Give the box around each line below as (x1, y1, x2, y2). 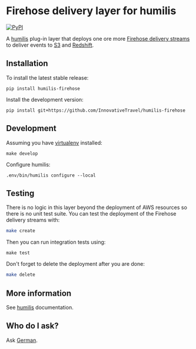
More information (6, 288, 72, 298)
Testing (6, 188, 35, 198)
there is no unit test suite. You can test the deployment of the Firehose (6, 210, 177, 217)
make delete (6, 272, 35, 278)
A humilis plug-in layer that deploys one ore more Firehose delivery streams (6, 35, 190, 42)
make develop (6, 151, 38, 156)
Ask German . (6, 337, 38, 344)
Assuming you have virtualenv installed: (6, 139, 103, 146)
